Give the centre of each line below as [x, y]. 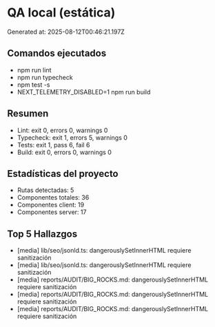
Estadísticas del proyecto [63, 173]
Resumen [28, 114]
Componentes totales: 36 [53, 198]
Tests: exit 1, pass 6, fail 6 [53, 145]
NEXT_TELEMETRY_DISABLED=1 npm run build [84, 92]
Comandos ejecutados [57, 53]
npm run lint [34, 70]
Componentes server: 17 [52, 212]
